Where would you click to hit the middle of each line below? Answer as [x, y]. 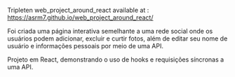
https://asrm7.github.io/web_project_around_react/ [80, 17]
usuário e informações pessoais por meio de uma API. [85, 46]
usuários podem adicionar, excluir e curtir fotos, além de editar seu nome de [117, 38]
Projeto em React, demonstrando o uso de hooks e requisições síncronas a [116, 59]
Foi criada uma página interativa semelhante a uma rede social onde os [110, 31]
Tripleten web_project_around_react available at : [78, 10]
